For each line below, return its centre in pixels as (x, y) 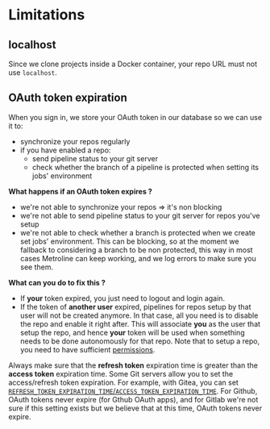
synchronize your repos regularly (75, 141)
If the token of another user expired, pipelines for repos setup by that (135, 306)
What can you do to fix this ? (57, 282)
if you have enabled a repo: (65, 150)
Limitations (47, 15)
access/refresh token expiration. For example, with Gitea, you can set (124, 382)
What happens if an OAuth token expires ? (81, 191)
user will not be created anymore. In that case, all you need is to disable (139, 315)
